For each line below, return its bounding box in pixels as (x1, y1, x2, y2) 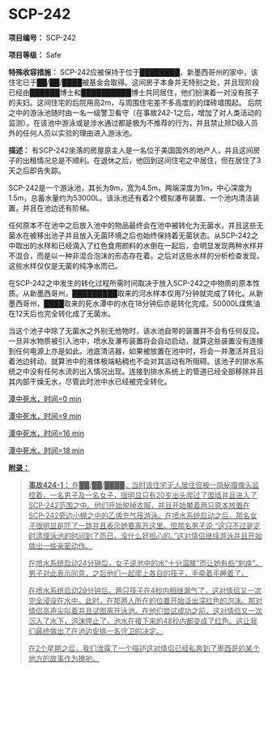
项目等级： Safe (8, 49, 62, 59)
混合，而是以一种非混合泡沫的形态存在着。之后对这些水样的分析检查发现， (15, 251, 264, 260)
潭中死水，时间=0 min (8, 394, 82, 403)
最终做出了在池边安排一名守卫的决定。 (35, 626, 164, 635)
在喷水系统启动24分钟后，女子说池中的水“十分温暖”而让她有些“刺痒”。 (28, 557, 263, 568)
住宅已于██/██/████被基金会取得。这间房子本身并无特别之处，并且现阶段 (8, 77, 260, 87)
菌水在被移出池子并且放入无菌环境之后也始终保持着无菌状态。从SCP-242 (8, 230, 252, 240)
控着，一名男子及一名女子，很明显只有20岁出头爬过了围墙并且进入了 (28, 490, 257, 500)
